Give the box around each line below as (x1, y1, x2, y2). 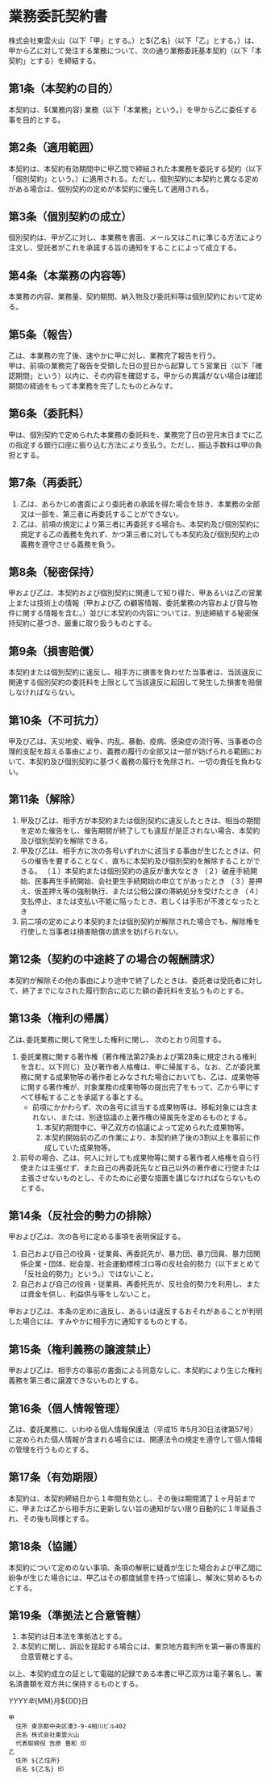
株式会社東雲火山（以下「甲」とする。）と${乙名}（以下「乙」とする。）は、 (8, 36, 260, 45)
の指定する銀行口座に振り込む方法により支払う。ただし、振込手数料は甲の (8, 439, 256, 449)
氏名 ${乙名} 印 (15, 1766, 65, 1774)
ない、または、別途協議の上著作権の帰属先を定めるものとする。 (39, 1112, 252, 1122)
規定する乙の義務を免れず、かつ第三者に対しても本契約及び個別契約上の (19, 529, 260, 539)
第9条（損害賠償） (8, 644, 101, 658)
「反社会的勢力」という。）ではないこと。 (19, 1269, 158, 1279)
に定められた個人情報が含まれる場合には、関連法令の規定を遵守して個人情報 (8, 1434, 263, 1444)
